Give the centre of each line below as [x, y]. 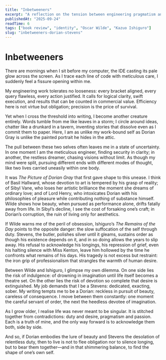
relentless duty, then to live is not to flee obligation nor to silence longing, [80, 342]
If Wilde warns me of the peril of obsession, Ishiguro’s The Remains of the [80, 224]
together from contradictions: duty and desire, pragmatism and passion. [78, 316]
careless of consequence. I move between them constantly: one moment [80, 296]
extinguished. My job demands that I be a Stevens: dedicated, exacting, [78, 286]
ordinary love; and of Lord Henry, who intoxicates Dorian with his [71, 193]
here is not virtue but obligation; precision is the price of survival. [71, 106]
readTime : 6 [17, 23]
